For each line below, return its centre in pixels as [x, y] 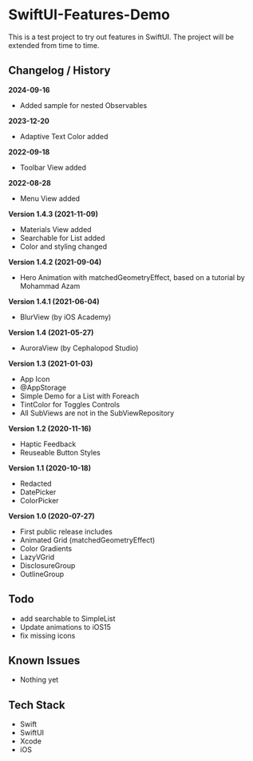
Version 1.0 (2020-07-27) [52, 516]
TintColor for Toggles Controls [70, 404]
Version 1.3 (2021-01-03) [51, 363]
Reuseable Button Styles [60, 452]
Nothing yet [39, 680]
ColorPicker [39, 500]
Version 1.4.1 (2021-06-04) [54, 301]
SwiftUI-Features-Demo [89, 15]
